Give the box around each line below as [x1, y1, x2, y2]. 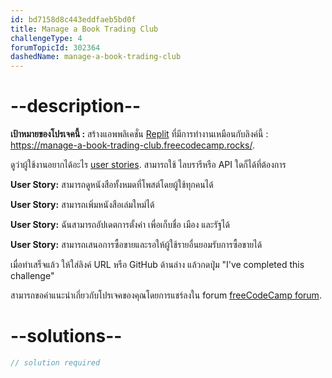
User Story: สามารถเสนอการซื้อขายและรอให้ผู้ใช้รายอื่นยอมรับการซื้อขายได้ [10, 239, 263, 251]
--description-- [10, 95, 142, 118]
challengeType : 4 [10, 33, 83, 43]
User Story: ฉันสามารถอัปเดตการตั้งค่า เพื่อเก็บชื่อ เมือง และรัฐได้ [10, 219, 230, 231]
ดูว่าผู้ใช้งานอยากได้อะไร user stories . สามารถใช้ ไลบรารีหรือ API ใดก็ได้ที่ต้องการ [10, 159, 287, 171]
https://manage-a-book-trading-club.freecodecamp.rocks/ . [10, 139, 255, 151]
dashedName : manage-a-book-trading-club [10, 52, 182, 62]
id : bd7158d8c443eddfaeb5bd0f [10, 14, 137, 25]
